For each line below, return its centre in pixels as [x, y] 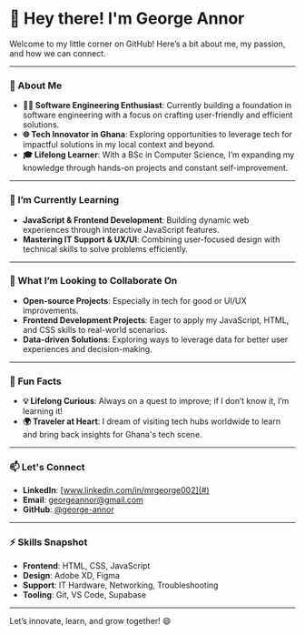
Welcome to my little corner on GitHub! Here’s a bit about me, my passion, [148, 44]
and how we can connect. [58, 53]
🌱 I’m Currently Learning [64, 200]
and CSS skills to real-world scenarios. [95, 329]
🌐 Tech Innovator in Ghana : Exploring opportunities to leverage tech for [157, 135]
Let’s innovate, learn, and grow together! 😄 [90, 620]
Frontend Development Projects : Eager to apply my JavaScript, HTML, [156, 320]
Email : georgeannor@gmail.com [83, 500]
